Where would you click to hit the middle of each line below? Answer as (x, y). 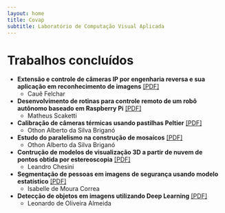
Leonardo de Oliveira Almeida (69, 203)
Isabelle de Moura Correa (63, 189)
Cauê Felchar (46, 94)
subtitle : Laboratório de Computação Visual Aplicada (86, 26)
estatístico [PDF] (42, 181)
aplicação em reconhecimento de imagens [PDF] (88, 87)
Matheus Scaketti (52, 116)
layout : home (26, 13)
